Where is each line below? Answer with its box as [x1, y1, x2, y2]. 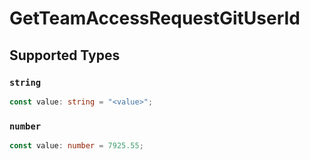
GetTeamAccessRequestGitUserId [9, 7, 301, 30]
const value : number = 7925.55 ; [9, 141, 144, 151]
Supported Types [9, 47, 121, 64]
